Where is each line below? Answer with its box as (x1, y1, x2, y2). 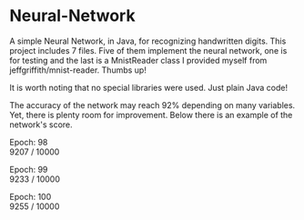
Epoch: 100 (9, 191, 52, 202)
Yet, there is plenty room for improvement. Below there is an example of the (9, 109, 293, 120)
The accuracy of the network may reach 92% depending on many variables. (9, 99, 296, 110)
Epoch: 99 (9, 164, 48, 175)
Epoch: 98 (9, 136, 48, 147)
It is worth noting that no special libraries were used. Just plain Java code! (9, 82, 289, 93)
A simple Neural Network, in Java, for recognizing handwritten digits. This (9, 35, 287, 46)
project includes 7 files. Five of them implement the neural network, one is (9, 45, 288, 55)
